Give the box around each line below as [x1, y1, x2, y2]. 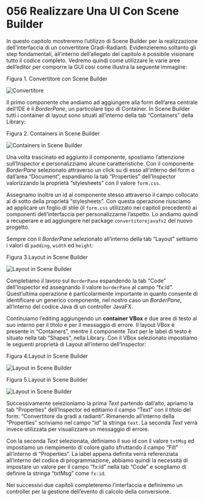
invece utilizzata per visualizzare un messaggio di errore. [6, 425, 149, 433]
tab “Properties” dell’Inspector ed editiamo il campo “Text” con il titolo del [6, 406, 191, 413]
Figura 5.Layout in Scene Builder [6, 376, 88, 383]
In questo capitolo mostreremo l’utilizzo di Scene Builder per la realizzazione [6, 37, 198, 44]
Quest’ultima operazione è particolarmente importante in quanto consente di [6, 290, 198, 297]
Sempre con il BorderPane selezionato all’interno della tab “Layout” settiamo [6, 235, 198, 242]
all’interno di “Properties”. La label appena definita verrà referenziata [6, 450, 178, 457]
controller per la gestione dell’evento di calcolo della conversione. [6, 488, 171, 495]
